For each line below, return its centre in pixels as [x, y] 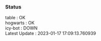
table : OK [15, 18]
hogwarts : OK [20, 23]
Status [13, 7]
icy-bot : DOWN [21, 28]
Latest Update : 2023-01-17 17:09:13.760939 [50, 34]
